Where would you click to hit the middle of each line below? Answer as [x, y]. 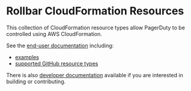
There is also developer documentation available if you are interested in [95, 75]
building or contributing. [36, 81]
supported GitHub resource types [56, 63]
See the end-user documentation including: [60, 45]
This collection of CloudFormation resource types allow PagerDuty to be [95, 28]
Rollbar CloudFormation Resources [95, 11]
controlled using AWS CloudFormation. [54, 34]
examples [27, 57]
